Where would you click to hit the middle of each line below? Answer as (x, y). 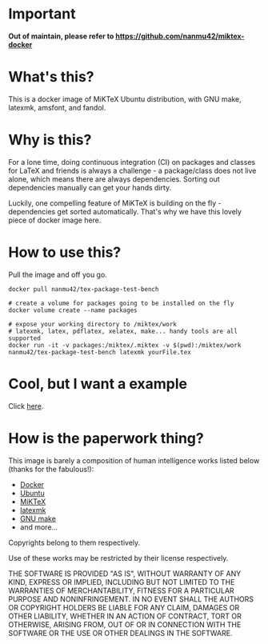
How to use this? (65, 252)
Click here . (26, 406)
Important (42, 14)
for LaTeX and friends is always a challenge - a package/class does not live (132, 170)
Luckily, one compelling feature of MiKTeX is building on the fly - (115, 203)
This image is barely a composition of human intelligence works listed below (134, 460)
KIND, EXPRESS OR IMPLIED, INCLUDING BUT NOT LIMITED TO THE (122, 582)
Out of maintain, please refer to (61, 36)
